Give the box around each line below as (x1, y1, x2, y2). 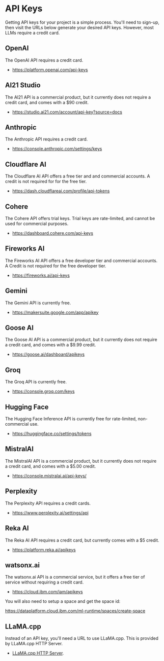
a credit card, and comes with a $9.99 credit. (5, 342, 96, 348)
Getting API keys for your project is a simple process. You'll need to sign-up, (5, 19, 160, 25)
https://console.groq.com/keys (12, 388, 75, 395)
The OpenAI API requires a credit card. (5, 57, 83, 63)
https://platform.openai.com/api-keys (12, 67, 88, 73)
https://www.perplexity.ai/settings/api (12, 510, 89, 515)
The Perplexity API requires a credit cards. (5, 500, 91, 506)
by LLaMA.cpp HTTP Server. (5, 641, 63, 647)
